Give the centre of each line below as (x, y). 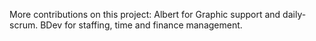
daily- (294, 14)
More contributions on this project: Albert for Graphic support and (145, 14)
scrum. (24, 25)
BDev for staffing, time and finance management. (141, 25)
